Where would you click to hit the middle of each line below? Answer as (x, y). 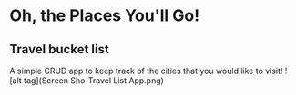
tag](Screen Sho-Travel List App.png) (94, 81)
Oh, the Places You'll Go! (105, 16)
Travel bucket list (59, 49)
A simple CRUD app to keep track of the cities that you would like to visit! (146, 71)
